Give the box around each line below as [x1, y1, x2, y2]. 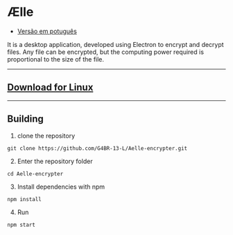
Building [7, 113, 44, 125]
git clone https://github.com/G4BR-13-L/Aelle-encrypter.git [7, 144, 188, 152]
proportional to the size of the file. [7, 55, 105, 63]
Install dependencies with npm [17, 182, 105, 191]
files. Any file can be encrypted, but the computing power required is [7, 48, 205, 56]
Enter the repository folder [17, 157, 93, 165]
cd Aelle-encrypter [7, 170, 64, 177]
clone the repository [17, 131, 76, 140]
